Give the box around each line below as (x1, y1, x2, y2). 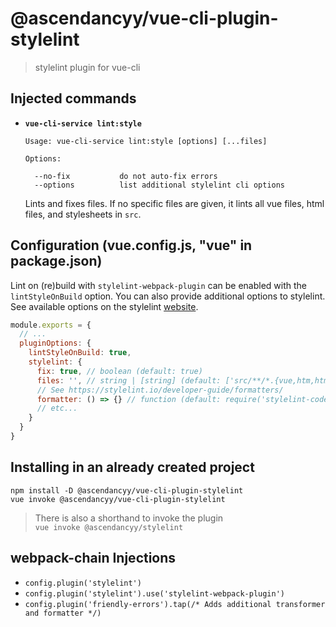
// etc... (36, 403, 78, 414)
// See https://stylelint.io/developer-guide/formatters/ (36, 385, 284, 395)
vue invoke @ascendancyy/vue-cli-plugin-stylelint (10, 494, 226, 504)
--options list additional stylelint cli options (34, 180, 286, 190)
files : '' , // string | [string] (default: (36, 375, 222, 386)
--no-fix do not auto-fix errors (34, 171, 218, 181)
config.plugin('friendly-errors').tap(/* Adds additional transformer (24, 599, 326, 609)
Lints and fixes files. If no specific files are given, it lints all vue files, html (24, 197, 325, 209)
